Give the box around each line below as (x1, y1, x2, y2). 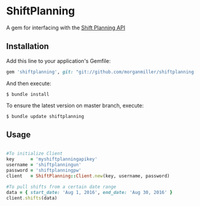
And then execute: (6, 80, 51, 87)
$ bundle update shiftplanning (6, 113, 84, 119)
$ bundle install (6, 91, 50, 97)
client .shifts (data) (6, 195, 58, 201)
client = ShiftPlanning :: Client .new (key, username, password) (6, 172, 170, 179)
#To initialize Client (6, 151, 63, 157)
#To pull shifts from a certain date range (6, 184, 117, 190)
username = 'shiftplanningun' (6, 162, 82, 168)
